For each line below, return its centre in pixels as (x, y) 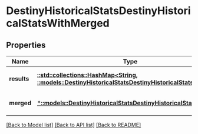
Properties (26, 45)
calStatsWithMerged (58, 23)
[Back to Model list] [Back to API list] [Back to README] (74, 125)
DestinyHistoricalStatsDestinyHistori (98, 11)
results (19, 79)
